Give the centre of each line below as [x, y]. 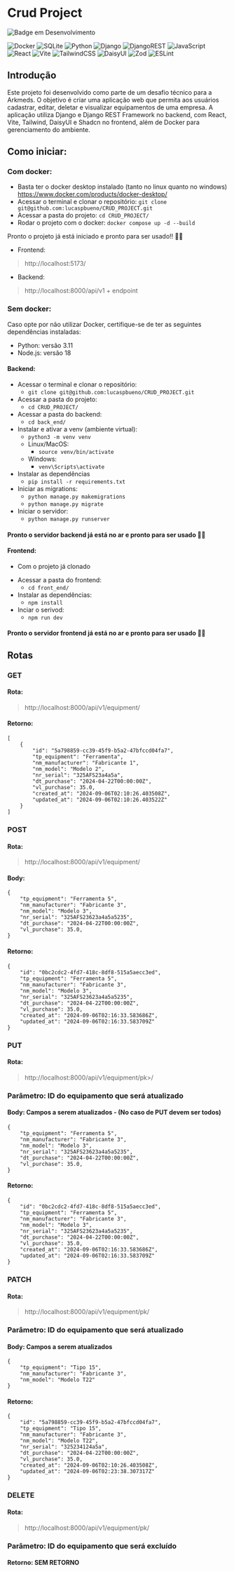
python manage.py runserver [69, 519]
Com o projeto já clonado [54, 566]
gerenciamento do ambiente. [49, 129]
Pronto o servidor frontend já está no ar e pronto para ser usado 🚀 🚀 [106, 633]
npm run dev [45, 618]
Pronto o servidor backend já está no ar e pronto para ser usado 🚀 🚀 [106, 535]
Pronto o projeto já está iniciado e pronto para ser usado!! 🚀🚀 [95, 236]
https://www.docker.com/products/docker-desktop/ [92, 194]
